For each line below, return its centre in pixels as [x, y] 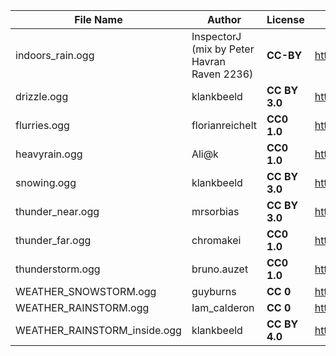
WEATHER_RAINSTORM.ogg [82, 307]
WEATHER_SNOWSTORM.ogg [86, 291]
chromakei [216, 240]
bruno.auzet [220, 269]
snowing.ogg [46, 182]
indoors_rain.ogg [55, 55]
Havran [208, 61]
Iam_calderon [223, 307]
